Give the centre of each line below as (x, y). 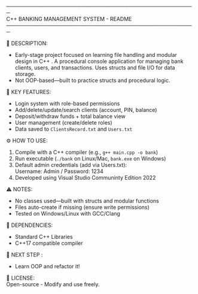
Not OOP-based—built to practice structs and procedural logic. (92, 80)
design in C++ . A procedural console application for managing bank (99, 61)
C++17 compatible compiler (49, 243)
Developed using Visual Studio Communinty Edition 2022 (85, 178)
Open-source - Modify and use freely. (53, 284)
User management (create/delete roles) (63, 122)
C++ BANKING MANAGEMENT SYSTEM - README (69, 19)
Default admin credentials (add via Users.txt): (71, 165)
